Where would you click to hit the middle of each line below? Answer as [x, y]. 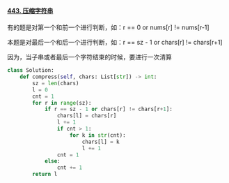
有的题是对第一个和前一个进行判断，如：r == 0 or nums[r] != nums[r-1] [109, 27]
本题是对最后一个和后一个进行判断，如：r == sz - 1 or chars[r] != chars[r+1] [115, 43]
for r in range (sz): [62, 103]
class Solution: [31, 71]
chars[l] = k [101, 142]
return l [45, 175]
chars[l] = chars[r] [87, 116]
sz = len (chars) [56, 83]
